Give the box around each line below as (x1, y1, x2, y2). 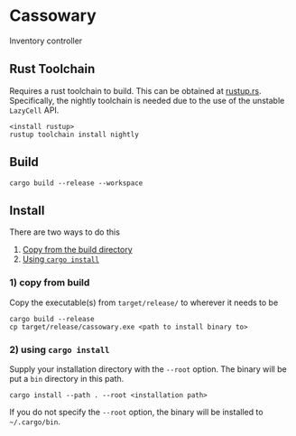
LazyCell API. (9, 105, 60, 116)
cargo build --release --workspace (9, 178, 143, 188)
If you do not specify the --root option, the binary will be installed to (9, 406, 264, 417)
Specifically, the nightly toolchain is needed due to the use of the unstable (9, 95, 285, 106)
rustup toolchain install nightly (9, 130, 140, 139)
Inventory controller (9, 35, 83, 46)
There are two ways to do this (9, 227, 120, 237)
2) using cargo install (9, 343, 110, 356)
